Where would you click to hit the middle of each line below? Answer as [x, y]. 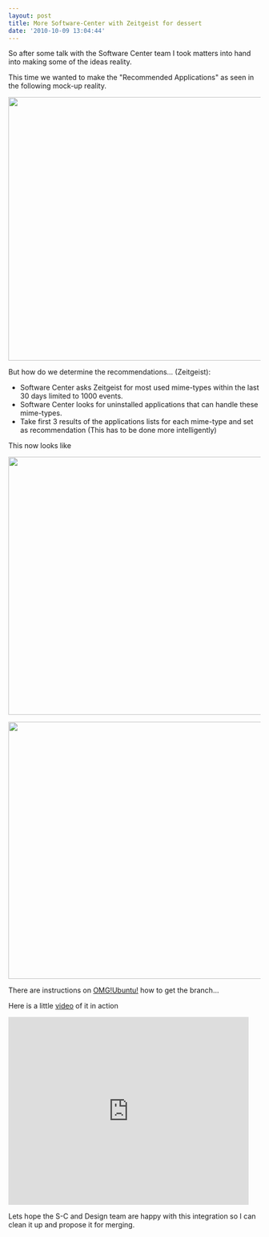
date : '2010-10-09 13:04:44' [57, 30]
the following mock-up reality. [57, 86]
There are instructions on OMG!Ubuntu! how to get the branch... [114, 990]
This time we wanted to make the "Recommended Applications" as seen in [131, 78]
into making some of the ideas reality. [70, 62]
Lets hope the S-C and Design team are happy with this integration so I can [132, 1216]
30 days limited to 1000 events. [71, 396]
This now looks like [40, 446]
